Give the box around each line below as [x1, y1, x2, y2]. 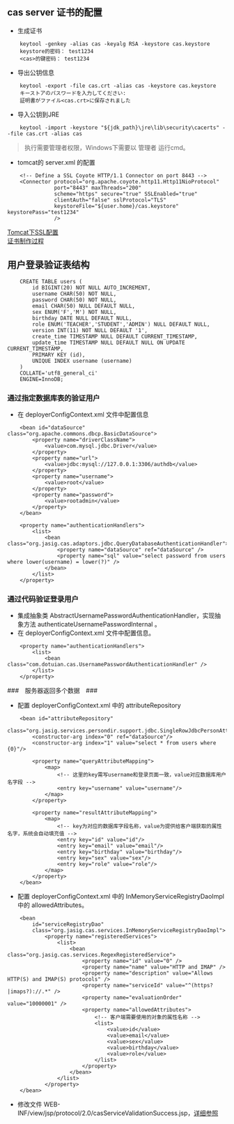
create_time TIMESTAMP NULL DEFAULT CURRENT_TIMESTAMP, [32, 333, 198, 340]
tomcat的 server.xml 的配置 [17, 158, 95, 166]
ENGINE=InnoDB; [19, 375, 64, 382]
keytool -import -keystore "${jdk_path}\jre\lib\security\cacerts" [19, 124, 219, 131]
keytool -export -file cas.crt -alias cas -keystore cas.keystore [19, 82, 217, 89]
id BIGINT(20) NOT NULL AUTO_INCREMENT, [32, 284, 151, 291]
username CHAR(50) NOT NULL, [32, 290, 117, 297]
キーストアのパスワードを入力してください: [19, 89, 127, 96]
